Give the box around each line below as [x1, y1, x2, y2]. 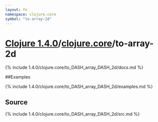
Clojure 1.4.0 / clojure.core [5, 38, 113, 49]
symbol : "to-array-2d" [5, 16, 52, 21]
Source [5, 98, 28, 106]
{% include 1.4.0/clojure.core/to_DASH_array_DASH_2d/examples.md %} [5, 83, 153, 89]
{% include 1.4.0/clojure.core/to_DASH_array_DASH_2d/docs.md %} [5, 65, 144, 71]
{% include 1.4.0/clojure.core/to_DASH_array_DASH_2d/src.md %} [5, 111, 140, 117]
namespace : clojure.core [5, 12, 56, 17]
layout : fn [5, 7, 28, 12]
